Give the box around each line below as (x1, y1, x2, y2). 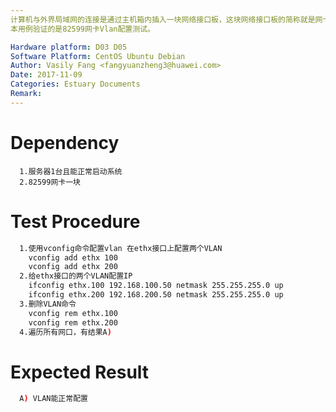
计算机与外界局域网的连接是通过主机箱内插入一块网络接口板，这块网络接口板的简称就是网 (10, 14, 323, 25)
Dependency (10, 131, 120, 154)
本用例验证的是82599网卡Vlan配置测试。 (10, 24, 155, 34)
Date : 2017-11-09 (10, 70, 83, 80)
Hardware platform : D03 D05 (10, 42, 128, 52)
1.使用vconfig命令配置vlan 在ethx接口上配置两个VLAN (19, 243, 223, 253)
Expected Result (10, 361, 150, 383)
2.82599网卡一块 (19, 177, 82, 187)
